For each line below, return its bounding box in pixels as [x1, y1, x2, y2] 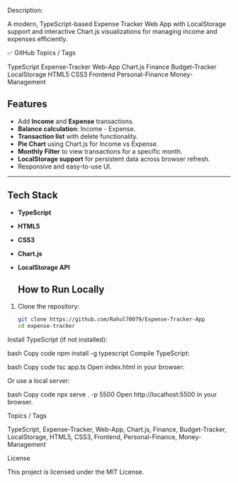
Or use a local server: [7, 377, 70, 385]
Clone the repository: [17, 302, 80, 311]
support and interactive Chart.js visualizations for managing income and [7, 28, 217, 35]
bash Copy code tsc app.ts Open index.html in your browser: [7, 363, 185, 371]
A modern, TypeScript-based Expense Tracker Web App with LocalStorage [7, 20, 227, 28]
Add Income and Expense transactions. [17, 117, 135, 125]
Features [7, 98, 47, 110]
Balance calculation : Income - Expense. [17, 124, 136, 133]
